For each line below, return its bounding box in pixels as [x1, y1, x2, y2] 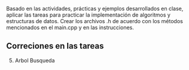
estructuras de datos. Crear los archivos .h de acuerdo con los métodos [6, 18, 184, 24]
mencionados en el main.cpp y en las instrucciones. [6, 24, 135, 31]
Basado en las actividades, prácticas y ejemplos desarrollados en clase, [6, 5, 184, 12]
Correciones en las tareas [6, 41, 104, 51]
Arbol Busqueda [14, 56, 55, 64]
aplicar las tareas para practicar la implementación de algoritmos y [6, 11, 170, 18]
